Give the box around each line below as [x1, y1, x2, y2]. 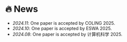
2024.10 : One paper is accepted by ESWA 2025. [12, 25, 112, 31]
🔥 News [5, 3, 39, 15]
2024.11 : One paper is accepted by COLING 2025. [12, 20, 115, 26]
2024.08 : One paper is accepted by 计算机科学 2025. [12, 31, 123, 37]
